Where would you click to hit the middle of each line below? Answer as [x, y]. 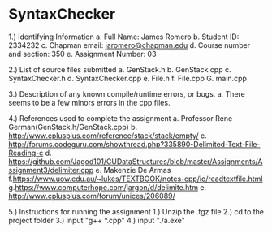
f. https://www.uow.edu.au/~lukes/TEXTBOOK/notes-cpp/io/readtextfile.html [136, 179]
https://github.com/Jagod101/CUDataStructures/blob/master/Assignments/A [136, 161]
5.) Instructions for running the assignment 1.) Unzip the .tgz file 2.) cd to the [136, 211]
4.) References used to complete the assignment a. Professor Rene [121, 118]
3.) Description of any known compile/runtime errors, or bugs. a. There [127, 93]
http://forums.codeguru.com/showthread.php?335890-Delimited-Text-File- [134, 144]
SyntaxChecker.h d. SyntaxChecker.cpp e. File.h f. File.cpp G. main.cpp [128, 78]
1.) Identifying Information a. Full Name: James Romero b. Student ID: [124, 37]
